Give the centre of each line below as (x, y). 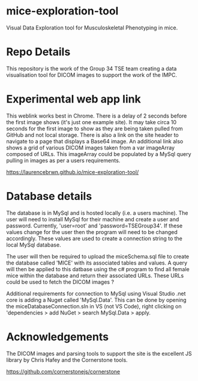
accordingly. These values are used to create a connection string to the (94, 238)
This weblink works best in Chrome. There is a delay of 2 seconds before (97, 116)
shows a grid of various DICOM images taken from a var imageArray (91, 148)
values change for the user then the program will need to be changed (92, 232)
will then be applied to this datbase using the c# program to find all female (98, 269)
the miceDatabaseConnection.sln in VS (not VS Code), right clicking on (94, 306)
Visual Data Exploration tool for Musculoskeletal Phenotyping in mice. (92, 28)
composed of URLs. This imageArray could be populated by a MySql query (99, 154)
